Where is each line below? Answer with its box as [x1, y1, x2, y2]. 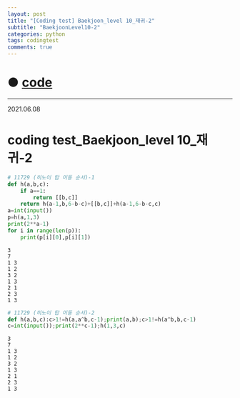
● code [7, 74, 53, 91]
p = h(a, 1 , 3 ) [7, 214, 40, 222]
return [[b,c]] [33, 194, 79, 201]
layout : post [7, 10, 46, 18]
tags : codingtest [7, 37, 59, 44]
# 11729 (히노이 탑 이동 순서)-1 [7, 174, 95, 181]
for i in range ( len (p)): [7, 227, 81, 234]
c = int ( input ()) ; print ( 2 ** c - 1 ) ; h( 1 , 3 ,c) [7, 322, 126, 329]
